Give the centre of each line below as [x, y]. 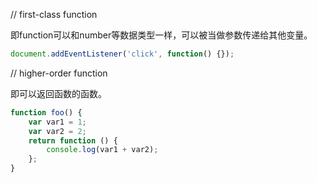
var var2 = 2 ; [57, 131]
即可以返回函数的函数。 [58, 93]
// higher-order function [59, 73]
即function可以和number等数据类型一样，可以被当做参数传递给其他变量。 [161, 35]
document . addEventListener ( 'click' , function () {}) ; [122, 54]
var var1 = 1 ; [57, 122]
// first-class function [54, 14]
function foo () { [46, 112]
